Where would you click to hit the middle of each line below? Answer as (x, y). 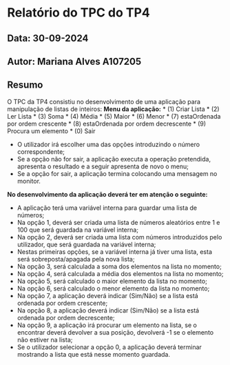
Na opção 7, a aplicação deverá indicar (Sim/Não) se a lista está (107, 295)
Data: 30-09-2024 (48, 38)
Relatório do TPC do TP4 (79, 13)
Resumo (25, 85)
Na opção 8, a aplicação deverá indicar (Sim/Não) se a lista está (108, 310)
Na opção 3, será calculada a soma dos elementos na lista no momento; (119, 266)
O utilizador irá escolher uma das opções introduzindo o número (108, 144)
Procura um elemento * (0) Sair (51, 131)
